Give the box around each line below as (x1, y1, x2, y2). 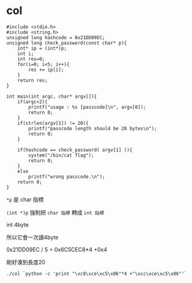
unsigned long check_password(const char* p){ (6, 40, 127, 46)
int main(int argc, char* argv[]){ (6, 93, 97, 100)
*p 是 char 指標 (6, 196, 44, 203)
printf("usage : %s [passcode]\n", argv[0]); (28, 104, 147, 110)
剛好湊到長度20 (6, 258, 46, 266)
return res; (17, 77, 48, 83)
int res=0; (17, 56, 45, 62)
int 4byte (6, 221, 29, 228)
